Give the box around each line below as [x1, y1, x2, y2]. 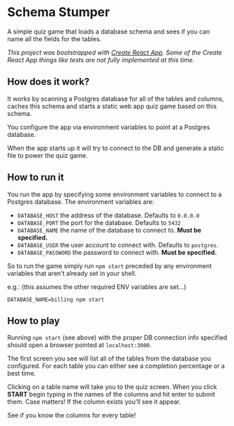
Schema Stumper [7, 4, 110, 20]
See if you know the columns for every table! [7, 411, 136, 420]
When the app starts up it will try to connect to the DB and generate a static [7, 144, 225, 152]
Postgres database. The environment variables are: [7, 197, 154, 206]
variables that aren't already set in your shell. [7, 269, 137, 277]
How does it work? [7, 76, 90, 88]
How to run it [7, 172, 64, 184]
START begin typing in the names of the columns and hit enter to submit [7, 390, 215, 399]
